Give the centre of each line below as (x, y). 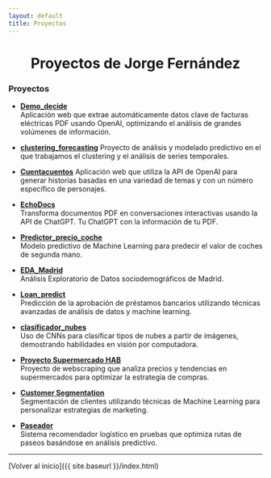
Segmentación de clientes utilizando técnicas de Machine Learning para (140, 401)
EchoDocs (38, 204)
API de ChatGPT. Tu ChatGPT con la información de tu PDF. (119, 221)
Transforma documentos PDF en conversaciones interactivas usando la (139, 213)
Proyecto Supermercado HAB (70, 359)
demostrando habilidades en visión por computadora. (109, 344)
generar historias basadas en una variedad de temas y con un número (137, 180)
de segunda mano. (51, 254)
